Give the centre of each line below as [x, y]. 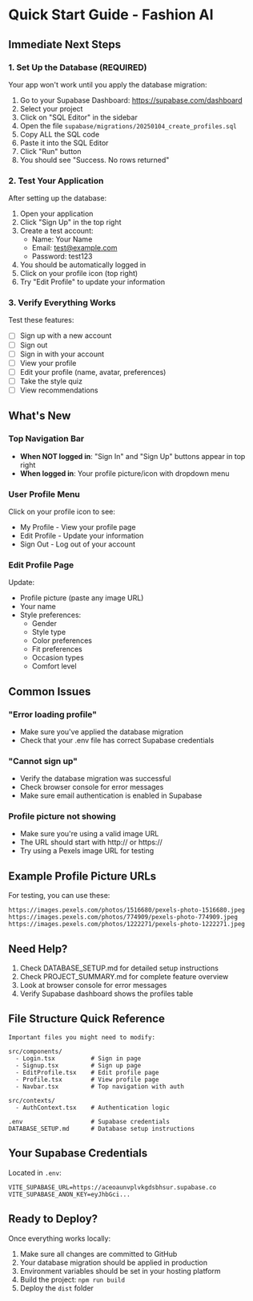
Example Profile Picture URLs [82, 876]
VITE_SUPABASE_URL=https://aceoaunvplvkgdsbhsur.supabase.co [112, 1187]
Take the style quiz [51, 381]
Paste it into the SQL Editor [64, 143]
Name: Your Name [62, 239]
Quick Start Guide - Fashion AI [111, 15]
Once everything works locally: [59, 1238]
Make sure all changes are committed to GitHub [98, 1254]
